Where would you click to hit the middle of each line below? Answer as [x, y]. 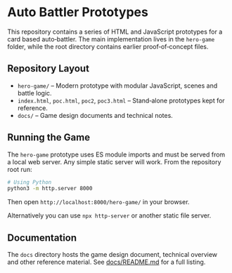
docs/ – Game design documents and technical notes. [95, 115]
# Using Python [30, 182]
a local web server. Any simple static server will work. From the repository [114, 161]
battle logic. [34, 93]
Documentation [42, 238]
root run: [20, 169]
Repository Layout [49, 68]
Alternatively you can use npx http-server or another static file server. [109, 215]
